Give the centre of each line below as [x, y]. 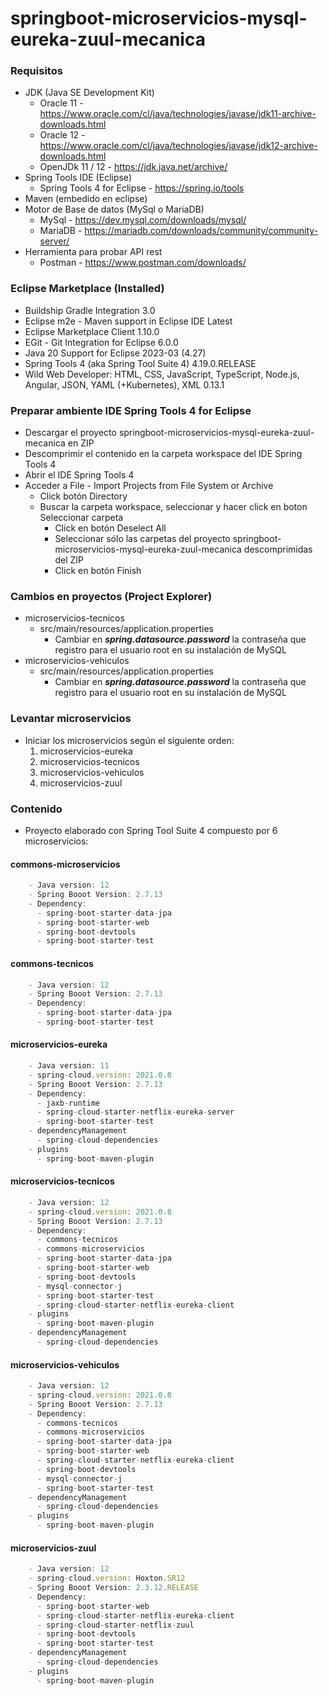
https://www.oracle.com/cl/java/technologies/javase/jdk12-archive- [178, 146]
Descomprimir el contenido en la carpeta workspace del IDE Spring [163, 454]
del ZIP [69, 560]
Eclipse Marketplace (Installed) [87, 289]
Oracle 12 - [62, 135]
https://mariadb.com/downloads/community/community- [201, 231]
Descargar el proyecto [70, 433]
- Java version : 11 [69, 1066]
